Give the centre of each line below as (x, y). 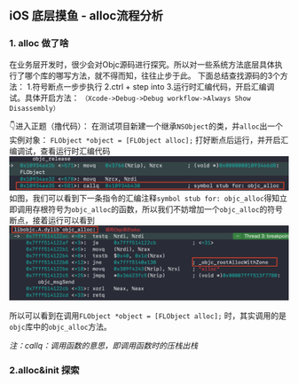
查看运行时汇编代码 (75, 151)
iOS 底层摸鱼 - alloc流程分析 (86, 16)
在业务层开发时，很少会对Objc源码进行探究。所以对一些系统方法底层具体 (142, 64)
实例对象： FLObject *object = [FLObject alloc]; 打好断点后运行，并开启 (145, 139)
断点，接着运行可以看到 (52, 221)
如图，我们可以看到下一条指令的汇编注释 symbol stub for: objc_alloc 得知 (145, 199)
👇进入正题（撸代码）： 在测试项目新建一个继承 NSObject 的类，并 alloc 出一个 (146, 126)
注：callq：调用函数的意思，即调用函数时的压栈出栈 (103, 345)
